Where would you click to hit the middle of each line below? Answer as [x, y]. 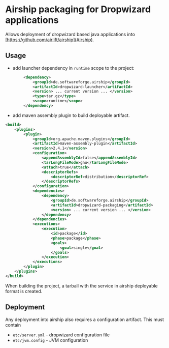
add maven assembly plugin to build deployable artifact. [71, 115]
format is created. [24, 291]
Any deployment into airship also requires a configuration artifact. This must [84, 320]
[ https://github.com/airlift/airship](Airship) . [50, 40]
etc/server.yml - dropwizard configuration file [61, 335]
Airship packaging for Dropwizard [78, 9]
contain [13, 325]
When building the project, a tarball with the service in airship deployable [82, 285]
